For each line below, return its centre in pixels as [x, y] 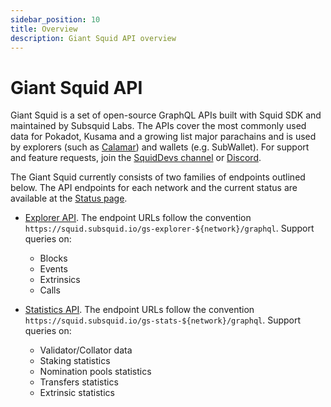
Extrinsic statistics [77, 393]
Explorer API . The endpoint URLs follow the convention [138, 218]
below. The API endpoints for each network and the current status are [154, 188]
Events [53, 269]
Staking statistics [75, 361]
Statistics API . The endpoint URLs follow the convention [139, 310]
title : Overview [44, 29]
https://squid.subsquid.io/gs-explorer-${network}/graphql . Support [169, 228]
